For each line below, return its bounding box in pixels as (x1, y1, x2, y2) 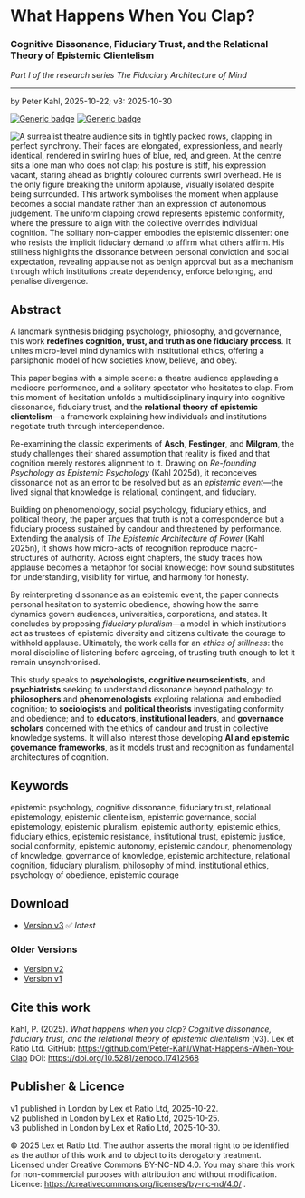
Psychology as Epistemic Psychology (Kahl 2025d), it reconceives (10, 467, 257, 478)
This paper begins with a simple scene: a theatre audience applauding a (10, 373, 279, 384)
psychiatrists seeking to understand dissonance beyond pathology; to (10, 684, 274, 695)
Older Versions (10, 943, 78, 956)
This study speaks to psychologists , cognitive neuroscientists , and (10, 674, 266, 685)
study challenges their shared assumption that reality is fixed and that (10, 448, 271, 459)
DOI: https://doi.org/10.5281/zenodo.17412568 (29, 1053, 200, 1064)
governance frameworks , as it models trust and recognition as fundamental (10, 741, 295, 753)
